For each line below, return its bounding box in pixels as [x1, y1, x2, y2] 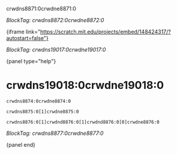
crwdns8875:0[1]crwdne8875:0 [6, 109, 79, 115]
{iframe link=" [6, 28, 41, 35]
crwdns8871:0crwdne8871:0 [6, 5, 77, 12]
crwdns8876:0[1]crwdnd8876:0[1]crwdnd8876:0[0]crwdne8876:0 [6, 119, 160, 125]
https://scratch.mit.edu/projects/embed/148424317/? [40, 28, 171, 35]
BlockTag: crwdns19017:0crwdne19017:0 [6, 46, 106, 53]
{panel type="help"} [6, 58, 56, 64]
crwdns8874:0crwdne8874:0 [6, 98, 71, 104]
